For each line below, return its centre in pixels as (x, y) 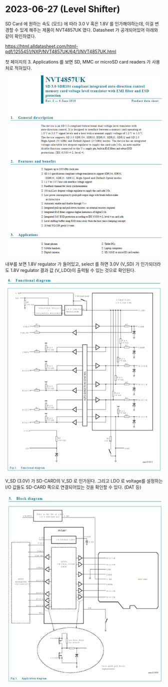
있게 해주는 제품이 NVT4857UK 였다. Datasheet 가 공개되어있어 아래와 (89, 30)
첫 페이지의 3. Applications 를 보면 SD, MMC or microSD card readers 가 (78, 61)
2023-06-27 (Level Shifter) (63, 9)
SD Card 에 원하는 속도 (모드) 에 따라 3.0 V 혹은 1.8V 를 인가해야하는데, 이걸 (79, 23)
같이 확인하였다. (21, 36)
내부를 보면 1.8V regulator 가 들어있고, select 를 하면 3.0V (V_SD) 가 (72, 264)
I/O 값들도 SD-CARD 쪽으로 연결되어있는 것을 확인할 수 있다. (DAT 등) (73, 487)
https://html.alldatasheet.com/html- (42, 46)
